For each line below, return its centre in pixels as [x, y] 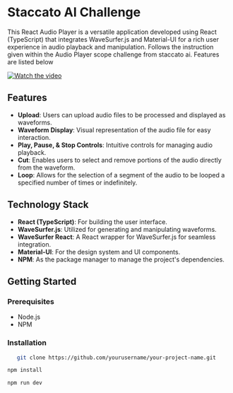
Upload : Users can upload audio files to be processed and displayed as [121, 115]
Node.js [29, 317]
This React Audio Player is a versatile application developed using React [112, 32]
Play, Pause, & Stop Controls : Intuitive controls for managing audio [115, 145]
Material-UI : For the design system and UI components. [99, 252]
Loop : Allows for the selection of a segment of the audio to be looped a [121, 175]
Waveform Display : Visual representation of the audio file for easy [114, 130]
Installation [27, 343]
